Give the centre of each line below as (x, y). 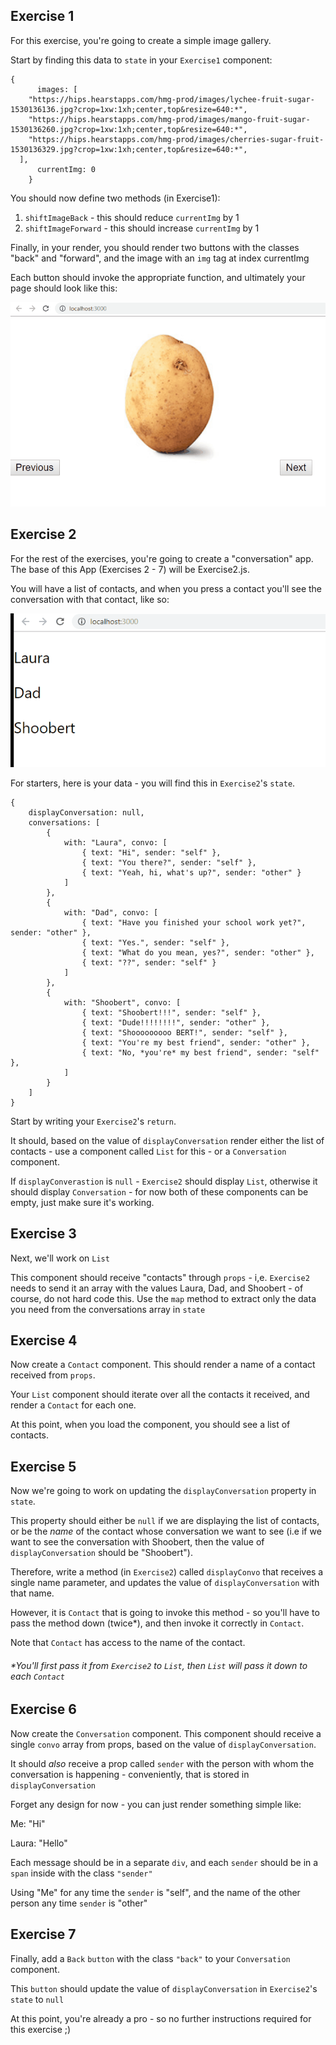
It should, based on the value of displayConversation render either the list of (167, 1140)
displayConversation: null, (86, 812)
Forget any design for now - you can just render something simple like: (156, 1804)
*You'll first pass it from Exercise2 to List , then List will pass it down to (159, 1665)
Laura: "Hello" (39, 1843)
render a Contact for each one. (73, 1405)
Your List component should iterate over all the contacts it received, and (160, 1395)
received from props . (53, 1375)
